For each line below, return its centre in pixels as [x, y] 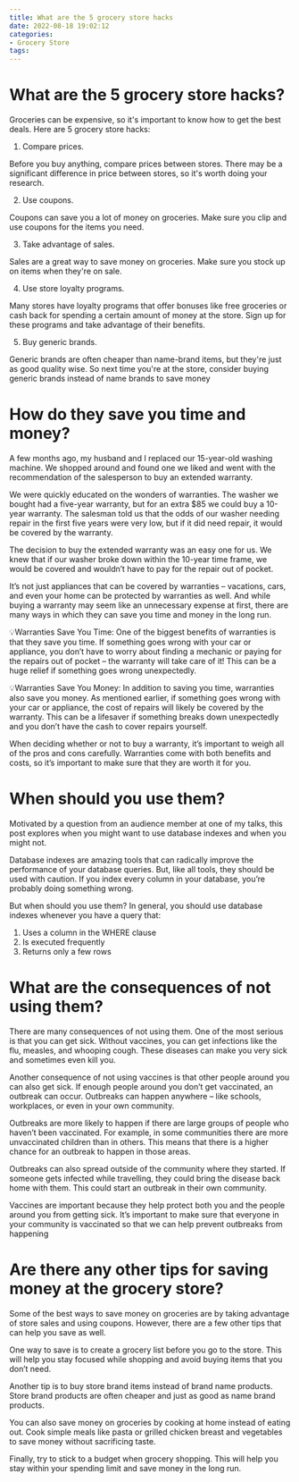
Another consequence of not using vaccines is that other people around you [149, 1077]
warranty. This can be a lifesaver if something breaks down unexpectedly [144, 717]
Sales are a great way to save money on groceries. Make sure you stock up [147, 262]
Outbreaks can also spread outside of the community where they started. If [147, 1168]
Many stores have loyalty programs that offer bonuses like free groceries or [148, 306]
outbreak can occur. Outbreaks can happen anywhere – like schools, [135, 1096]
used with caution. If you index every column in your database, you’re [137, 879]
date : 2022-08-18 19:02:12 [59, 26]
